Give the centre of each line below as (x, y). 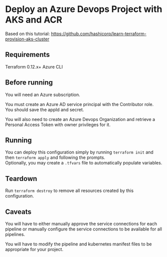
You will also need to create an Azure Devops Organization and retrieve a (80, 119)
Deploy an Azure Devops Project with (84, 9)
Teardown (21, 178)
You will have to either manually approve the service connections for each (81, 224)
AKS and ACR (34, 20)
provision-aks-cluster (27, 39)
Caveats (18, 212)
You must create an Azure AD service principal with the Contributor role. (79, 104)
